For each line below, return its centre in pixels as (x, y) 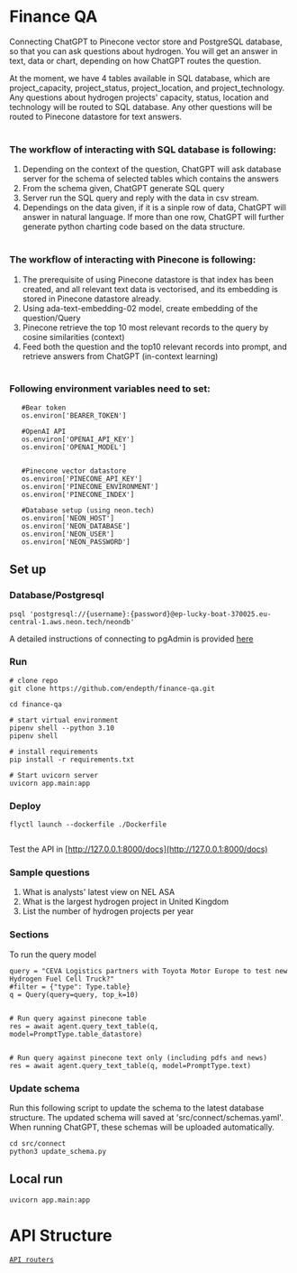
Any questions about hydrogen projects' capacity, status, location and (139, 97)
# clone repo (34, 680)
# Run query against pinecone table (78, 1018)
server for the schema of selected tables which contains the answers (150, 179)
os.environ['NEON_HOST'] (68, 518)
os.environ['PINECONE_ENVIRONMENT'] (90, 486)
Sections (29, 935)
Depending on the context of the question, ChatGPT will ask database (152, 170)
